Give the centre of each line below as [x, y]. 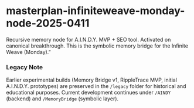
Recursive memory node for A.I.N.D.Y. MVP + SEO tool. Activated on [89, 39]
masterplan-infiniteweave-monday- [96, 11]
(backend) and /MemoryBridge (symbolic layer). [62, 99]
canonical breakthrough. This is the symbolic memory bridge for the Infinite [97, 46]
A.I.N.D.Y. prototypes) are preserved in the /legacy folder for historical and [96, 86]
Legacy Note [24, 67]
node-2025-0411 [48, 23]
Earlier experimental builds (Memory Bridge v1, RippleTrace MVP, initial [92, 80]
